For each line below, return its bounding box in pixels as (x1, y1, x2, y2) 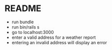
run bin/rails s (11, 24, 40, 30)
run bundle (11, 19, 34, 25)
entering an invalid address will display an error (11, 39, 107, 45)
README (4, 3, 42, 14)
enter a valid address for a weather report (11, 34, 96, 40)
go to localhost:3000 (11, 29, 54, 35)
